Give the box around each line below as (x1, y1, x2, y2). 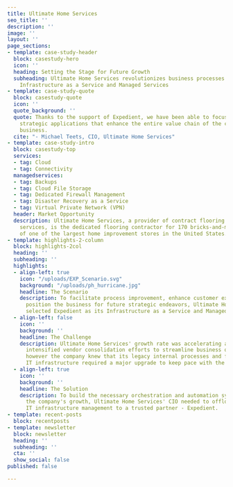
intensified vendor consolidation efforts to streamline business (25, 346, 222, 353)
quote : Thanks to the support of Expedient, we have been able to (13, 113, 209, 120)
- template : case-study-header (7, 49, 98, 56)
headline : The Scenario (19, 288, 89, 296)
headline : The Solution (19, 385, 89, 392)
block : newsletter (13, 431, 67, 438)
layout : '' (7, 36, 39, 43)
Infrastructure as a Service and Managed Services (19, 81, 169, 88)
